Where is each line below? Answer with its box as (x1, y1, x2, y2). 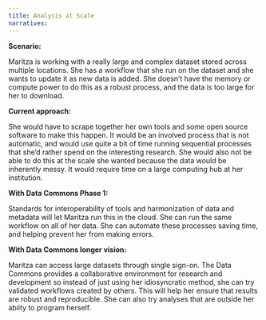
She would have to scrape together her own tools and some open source (8, 122, 248, 131)
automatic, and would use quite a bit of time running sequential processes (8, 138, 252, 148)
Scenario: (8, 41, 42, 50)
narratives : (8, 19, 48, 27)
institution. (8, 173, 43, 182)
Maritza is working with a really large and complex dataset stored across (8, 57, 248, 66)
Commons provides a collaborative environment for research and (8, 269, 223, 278)
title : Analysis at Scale (8, 11, 94, 20)
